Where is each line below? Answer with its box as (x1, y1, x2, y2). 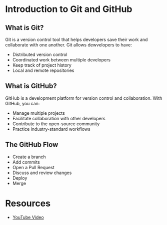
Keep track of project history (12, 62, 71, 68)
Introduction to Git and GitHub (5, 3, 132, 15)
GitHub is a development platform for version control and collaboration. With (5, 95, 162, 101)
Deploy (12, 175, 27, 181)
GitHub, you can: (5, 100, 40, 106)
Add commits (12, 159, 40, 165)
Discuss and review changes (12, 170, 72, 176)
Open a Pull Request (12, 164, 55, 170)
